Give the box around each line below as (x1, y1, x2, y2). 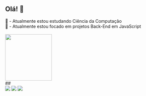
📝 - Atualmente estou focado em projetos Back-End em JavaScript (5, 23, 142, 29)
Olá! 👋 (5, 5, 24, 13)
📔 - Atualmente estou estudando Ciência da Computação (5, 18, 122, 24)
